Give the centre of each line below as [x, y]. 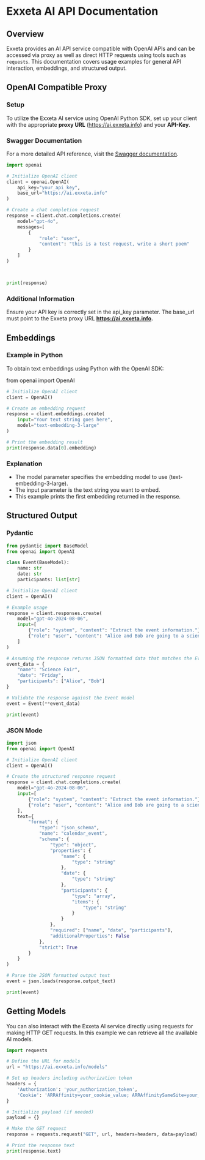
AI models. [20, 1039]
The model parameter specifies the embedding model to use [91, 477]
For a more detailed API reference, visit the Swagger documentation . [92, 154]
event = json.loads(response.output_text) [61, 981]
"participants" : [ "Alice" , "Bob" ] [61, 681]
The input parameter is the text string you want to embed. [88, 490]
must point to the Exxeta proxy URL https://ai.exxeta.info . [80, 318]
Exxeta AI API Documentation [82, 11]
